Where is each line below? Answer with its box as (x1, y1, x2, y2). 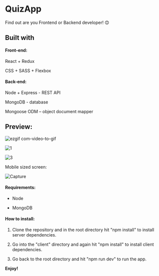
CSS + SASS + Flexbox (5, 67, 51, 74)
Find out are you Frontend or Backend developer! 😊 (5, 20, 110, 25)
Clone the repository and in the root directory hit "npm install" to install (12, 227, 155, 233)
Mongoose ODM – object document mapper (5, 108, 94, 114)
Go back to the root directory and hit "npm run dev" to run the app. (12, 256, 147, 262)
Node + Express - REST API (5, 89, 61, 96)
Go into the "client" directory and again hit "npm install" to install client (12, 241, 154, 247)
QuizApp (5, 3, 42, 15)
